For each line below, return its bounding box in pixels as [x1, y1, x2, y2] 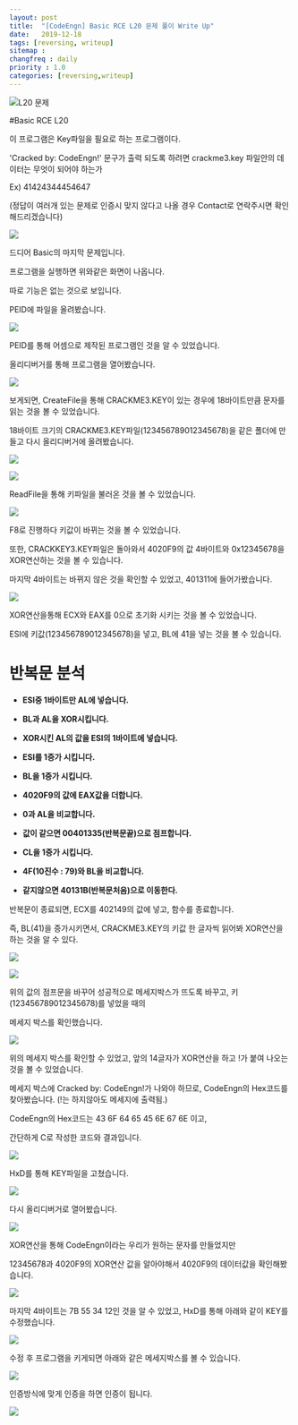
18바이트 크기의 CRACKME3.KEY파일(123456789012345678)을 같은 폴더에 [9, 424, 277, 435]
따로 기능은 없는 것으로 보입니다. [9, 285, 123, 295]
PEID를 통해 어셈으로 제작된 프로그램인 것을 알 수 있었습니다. [9, 339, 220, 350]
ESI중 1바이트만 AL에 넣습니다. [21, 695, 130, 705]
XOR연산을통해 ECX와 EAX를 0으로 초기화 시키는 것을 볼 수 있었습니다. [9, 610, 257, 620]
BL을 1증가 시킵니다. [21, 771, 93, 781]
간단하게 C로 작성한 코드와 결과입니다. [9, 1131, 142, 1142]
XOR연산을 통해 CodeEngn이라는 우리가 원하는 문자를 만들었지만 [9, 1239, 236, 1250]
